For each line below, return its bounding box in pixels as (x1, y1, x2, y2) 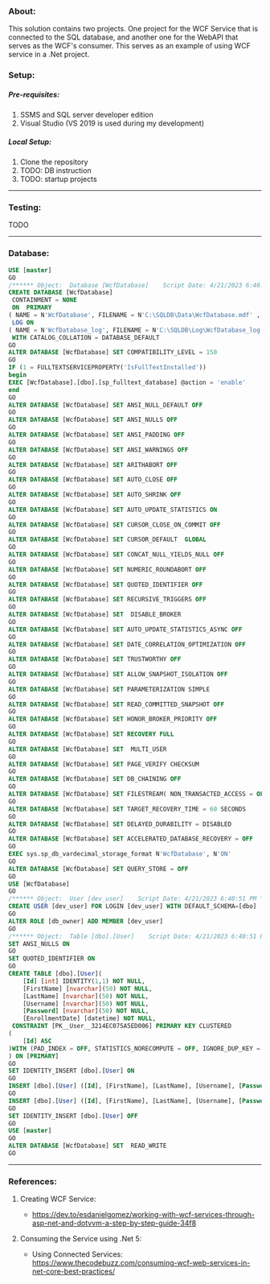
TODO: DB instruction (19, 166, 92, 175)
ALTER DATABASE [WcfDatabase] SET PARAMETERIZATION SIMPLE (8, 685, 211, 693)
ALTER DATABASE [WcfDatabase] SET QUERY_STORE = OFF (8, 865, 189, 873)
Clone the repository (19, 157, 88, 167)
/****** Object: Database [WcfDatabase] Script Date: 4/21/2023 (8, 281, 243, 289)
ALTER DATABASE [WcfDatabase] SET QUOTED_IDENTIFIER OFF (8, 580, 203, 588)
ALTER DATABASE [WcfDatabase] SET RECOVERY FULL (8, 730, 174, 738)
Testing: (8, 202, 42, 213)
